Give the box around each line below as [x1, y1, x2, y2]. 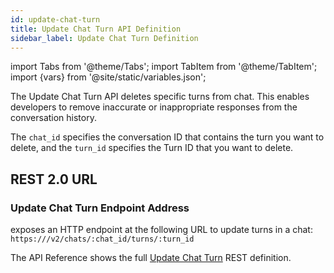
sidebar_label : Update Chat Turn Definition [10, 33, 199, 43]
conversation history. [10, 112, 97, 124]
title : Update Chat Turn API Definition [10, 24, 182, 34]
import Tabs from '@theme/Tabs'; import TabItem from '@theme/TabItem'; [10, 61, 318, 73]
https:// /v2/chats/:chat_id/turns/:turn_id [10, 234, 195, 245]
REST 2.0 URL [10, 171, 98, 188]
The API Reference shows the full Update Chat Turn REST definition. [10, 252, 292, 264]
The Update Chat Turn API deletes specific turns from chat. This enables [10, 91, 310, 103]
